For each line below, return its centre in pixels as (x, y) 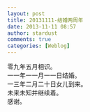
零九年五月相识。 (32, 66)
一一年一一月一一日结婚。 (44, 75)
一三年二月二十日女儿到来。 (47, 84)
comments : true (29, 40)
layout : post (26, 14)
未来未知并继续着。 (35, 93)
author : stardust (32, 33)
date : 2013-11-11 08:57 (42, 26)
